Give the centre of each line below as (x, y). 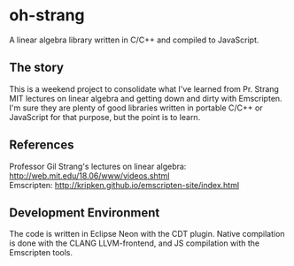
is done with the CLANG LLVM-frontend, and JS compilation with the (134, 243)
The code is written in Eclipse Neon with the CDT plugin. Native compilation (147, 234)
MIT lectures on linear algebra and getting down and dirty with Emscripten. (146, 98)
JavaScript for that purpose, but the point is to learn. (105, 117)
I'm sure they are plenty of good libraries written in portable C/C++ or (136, 108)
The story (37, 68)
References (42, 145)
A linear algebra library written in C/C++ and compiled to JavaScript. (134, 40)
